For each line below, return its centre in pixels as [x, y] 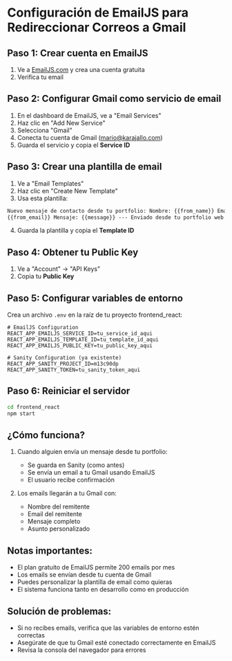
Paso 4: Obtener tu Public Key [73, 252]
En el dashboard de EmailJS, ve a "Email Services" [89, 115]
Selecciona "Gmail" [45, 130]
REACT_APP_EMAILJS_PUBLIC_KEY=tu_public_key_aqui [80, 346]
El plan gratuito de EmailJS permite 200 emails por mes [96, 567]
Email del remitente [55, 514]
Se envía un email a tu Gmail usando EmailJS [91, 473]
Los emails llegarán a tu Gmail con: [67, 493]
